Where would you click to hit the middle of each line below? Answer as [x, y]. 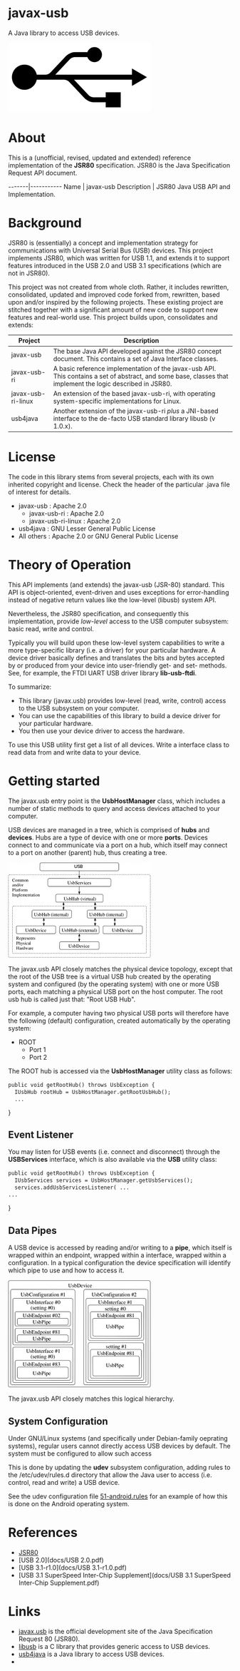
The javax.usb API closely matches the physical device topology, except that [120, 969]
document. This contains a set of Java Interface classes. [136, 359]
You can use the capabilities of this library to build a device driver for [119, 715]
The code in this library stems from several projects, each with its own [111, 476]
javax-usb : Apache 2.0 [53, 506]
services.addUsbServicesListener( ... [72, 1188]
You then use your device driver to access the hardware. [101, 731]
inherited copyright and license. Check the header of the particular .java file [119, 484]
